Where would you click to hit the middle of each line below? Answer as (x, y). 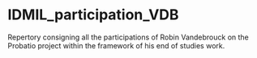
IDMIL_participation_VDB (93, 15)
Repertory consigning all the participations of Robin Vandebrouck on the (128, 37)
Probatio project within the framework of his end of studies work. (116, 45)
